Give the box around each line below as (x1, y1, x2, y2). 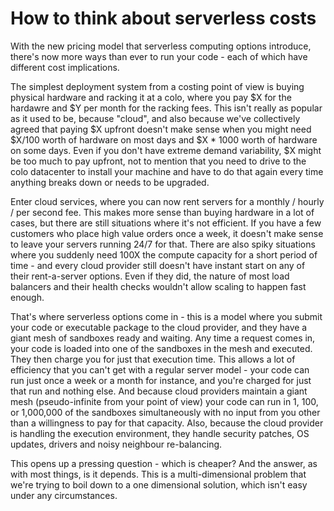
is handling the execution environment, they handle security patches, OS (10, 427, 310, 439)
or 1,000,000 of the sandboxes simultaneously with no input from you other (10, 406, 321, 418)
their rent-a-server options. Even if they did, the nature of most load (10, 270, 290, 282)
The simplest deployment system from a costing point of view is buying (10, 80, 305, 92)
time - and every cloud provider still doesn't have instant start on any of (10, 259, 306, 271)
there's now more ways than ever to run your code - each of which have (10, 50, 308, 62)
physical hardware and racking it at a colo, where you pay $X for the (10, 91, 292, 103)
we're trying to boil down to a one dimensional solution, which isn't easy (10, 478, 308, 491)
